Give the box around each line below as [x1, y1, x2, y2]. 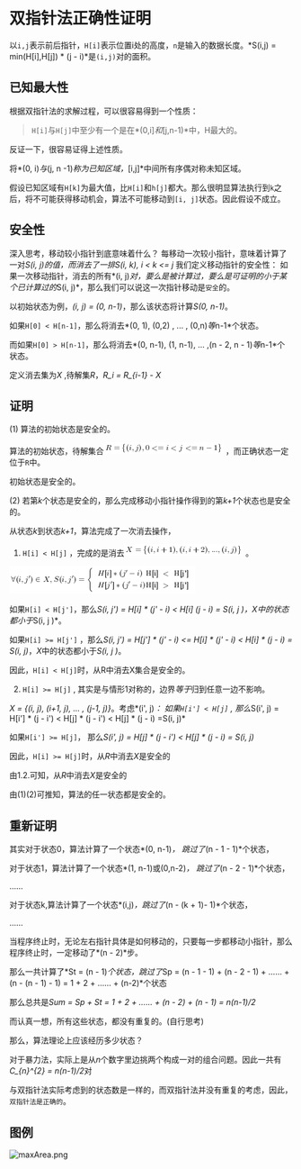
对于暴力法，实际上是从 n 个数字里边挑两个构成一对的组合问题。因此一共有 [9, 1055, 282, 1065]
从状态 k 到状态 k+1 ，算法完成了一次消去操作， [9, 526, 176, 537]
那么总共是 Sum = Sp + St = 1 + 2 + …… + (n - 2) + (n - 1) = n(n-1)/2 [9, 997, 256, 1008]
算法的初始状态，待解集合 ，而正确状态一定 [9, 446, 289, 457]
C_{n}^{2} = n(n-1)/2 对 [9, 1065, 93, 1076]
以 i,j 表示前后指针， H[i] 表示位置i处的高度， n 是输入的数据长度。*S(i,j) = [9, 40, 277, 50]
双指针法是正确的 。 [9, 1096, 72, 1107]
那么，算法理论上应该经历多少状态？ [9, 1035, 144, 1046]
